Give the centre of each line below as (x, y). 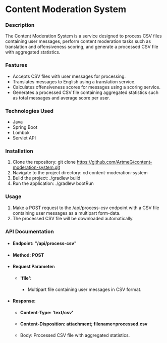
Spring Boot (25, 127)
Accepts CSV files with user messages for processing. (69, 76)
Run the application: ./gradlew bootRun (53, 183)
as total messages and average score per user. (61, 97)
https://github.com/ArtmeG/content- (114, 162)
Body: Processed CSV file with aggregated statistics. (75, 335)
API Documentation (30, 231)
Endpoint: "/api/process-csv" (44, 243)
